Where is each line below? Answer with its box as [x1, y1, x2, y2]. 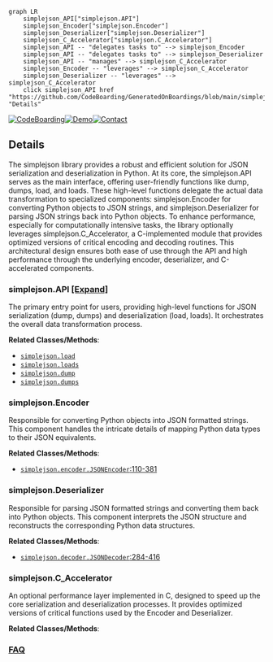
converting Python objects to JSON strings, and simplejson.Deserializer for [8, 203, 260, 212]
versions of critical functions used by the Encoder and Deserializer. [8, 608, 233, 617]
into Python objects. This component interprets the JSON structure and [8, 512, 247, 521]
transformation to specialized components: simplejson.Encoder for [8, 194, 232, 203]
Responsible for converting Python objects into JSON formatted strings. [8, 416, 249, 425]
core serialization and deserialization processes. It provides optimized [8, 599, 243, 609]
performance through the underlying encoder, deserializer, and [8, 255, 219, 264]
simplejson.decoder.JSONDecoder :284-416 [19, 551, 161, 561]
